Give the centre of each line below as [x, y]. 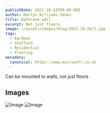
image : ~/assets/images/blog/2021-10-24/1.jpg [55, 29]
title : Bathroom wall [28, 19]
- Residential [25, 48]
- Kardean [20, 39]
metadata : [16, 57]
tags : [11, 34]
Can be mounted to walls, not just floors [47, 76]
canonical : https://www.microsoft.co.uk [53, 62]
